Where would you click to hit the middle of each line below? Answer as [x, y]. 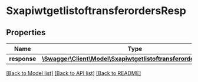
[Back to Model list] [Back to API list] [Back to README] [74, 73]
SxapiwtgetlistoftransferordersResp [96, 11]
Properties [26, 33]
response [23, 59]
